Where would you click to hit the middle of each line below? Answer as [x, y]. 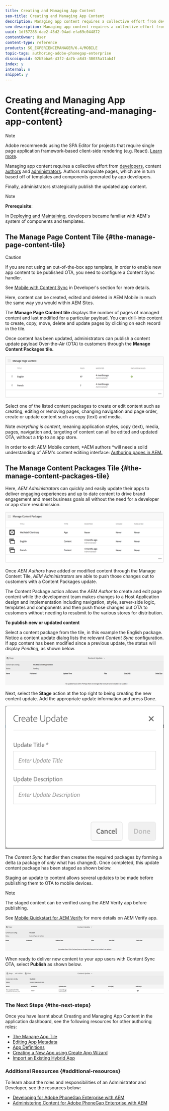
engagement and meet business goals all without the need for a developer [82, 499]
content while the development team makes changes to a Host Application [82, 597]
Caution [13, 257]
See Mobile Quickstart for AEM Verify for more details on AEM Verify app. [81, 918]
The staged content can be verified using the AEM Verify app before [76, 903]
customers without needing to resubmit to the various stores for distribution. [84, 613]
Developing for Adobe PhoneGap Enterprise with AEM [68, 1097]
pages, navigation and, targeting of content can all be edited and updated [81, 431]
